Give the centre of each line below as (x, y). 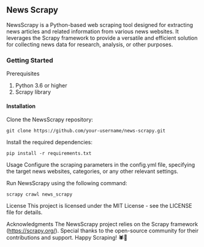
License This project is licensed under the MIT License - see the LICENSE (99, 206)
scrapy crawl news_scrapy (39, 195)
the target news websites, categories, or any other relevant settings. (93, 172)
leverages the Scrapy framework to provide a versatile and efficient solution (102, 38)
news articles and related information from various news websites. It (93, 31)
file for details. (25, 212)
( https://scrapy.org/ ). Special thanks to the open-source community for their (103, 231)
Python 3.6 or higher (41, 86)
